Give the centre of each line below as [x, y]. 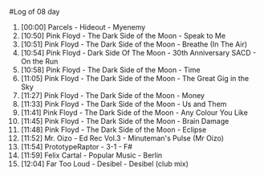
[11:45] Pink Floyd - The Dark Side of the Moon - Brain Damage [125, 121]
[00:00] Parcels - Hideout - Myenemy [83, 27]
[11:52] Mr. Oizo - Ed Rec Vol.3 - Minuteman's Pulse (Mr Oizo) [122, 138]
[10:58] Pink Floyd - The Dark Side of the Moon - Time [110, 70]
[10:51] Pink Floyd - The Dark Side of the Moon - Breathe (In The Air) [134, 44]
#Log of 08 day [35, 12]
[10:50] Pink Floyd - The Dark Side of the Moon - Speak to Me [123, 36]
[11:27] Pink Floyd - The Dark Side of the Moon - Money [113, 95]
